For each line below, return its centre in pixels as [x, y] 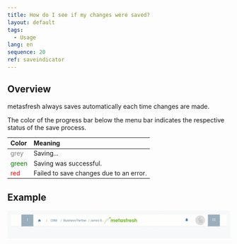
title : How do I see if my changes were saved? [79, 15]
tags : [15, 30]
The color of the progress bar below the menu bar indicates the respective [116, 120]
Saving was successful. [68, 163]
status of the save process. [47, 127]
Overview [29, 89]
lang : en [20, 45]
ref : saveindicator [36, 60]
